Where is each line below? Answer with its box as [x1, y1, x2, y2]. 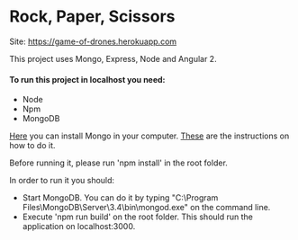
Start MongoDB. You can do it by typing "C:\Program [22, 192, 219, 203]
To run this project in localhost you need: [9, 74, 166, 84]
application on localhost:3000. [22, 221, 136, 232]
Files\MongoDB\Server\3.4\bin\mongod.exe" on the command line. [22, 202, 271, 213]
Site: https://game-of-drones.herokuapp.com [9, 36, 177, 47]
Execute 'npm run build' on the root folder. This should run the [22, 211, 254, 222]
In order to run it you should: [9, 175, 115, 186]
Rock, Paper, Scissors [9, 6, 176, 27]
